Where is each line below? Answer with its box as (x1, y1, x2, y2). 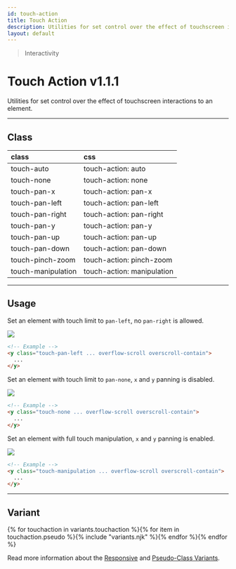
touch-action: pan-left (83, 198, 159, 208)
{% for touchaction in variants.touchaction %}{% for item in (7, 526, 180, 534)
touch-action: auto (83, 164, 146, 173)
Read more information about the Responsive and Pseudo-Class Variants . (7, 554, 220, 562)
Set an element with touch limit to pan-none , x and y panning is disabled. (7, 375, 215, 384)
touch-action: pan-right (83, 210, 164, 219)
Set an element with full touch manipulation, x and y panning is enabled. (7, 434, 216, 443)
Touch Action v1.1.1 (7, 74, 119, 90)
